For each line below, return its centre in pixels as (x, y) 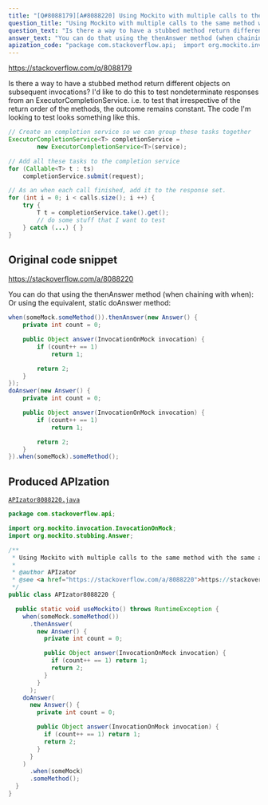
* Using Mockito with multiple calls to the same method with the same (133, 558)
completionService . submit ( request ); (84, 176)
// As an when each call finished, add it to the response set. (117, 191)
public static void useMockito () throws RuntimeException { (117, 609)
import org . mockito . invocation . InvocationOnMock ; (93, 528)
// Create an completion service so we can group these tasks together (130, 132)
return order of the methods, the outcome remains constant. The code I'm (130, 109)
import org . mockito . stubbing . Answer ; (71, 535)
